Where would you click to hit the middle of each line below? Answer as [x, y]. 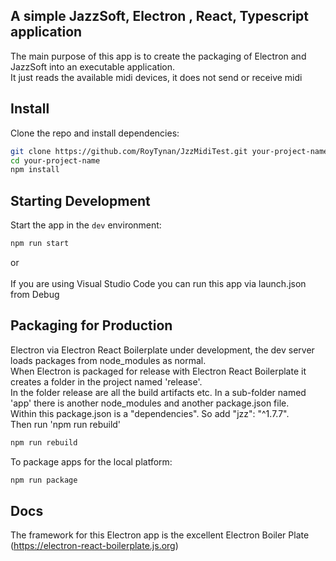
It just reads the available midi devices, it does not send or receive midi [156, 77]
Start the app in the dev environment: [86, 225]
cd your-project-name [55, 160]
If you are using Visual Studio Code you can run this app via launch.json [158, 283]
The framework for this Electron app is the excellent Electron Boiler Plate [160, 535]
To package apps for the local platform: [91, 461]
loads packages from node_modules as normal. [108, 360]
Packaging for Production [91, 325]
